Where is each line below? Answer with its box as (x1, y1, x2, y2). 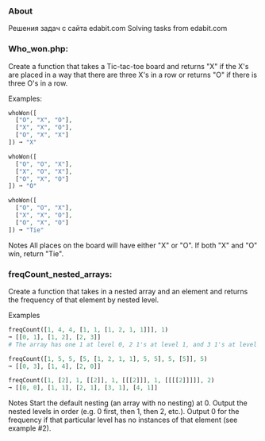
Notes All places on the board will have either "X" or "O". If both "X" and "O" (8, 240, 258, 250)
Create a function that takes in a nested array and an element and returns (8, 287, 248, 297)
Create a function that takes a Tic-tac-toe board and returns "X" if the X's (8, 61, 249, 71)
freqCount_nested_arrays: (8, 268, 113, 279)
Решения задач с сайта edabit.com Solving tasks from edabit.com (8, 24, 228, 33)
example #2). (8, 424, 52, 433)
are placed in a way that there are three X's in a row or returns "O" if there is (8, 70, 258, 79)
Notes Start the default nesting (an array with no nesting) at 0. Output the (8, 398, 248, 408)
